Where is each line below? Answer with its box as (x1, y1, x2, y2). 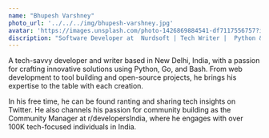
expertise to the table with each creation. (8, 81, 144, 91)
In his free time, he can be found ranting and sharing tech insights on (8, 97, 236, 106)
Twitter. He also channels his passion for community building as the (8, 105, 231, 115)
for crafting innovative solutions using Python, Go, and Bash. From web (8, 65, 243, 74)
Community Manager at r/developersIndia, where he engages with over (8, 113, 243, 124)
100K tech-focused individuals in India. (8, 122, 137, 132)
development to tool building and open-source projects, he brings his (8, 73, 237, 82)
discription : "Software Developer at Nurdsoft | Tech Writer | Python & (8, 34, 263, 42)
